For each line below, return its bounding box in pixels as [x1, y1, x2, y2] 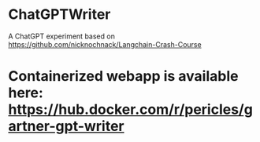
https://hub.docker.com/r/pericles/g [8, 100, 254, 118]
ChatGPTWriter [8, 5, 111, 24]
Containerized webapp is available [8, 67, 239, 86]
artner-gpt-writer [8, 118, 124, 135]
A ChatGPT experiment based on [8, 31, 116, 41]
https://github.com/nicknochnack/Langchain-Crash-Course [8, 39, 202, 49]
